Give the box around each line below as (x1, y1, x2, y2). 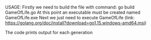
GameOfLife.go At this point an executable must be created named (5, 9, 141, 15)
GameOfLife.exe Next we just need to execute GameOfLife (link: (5, 15, 135, 20)
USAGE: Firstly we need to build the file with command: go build (5, 4, 135, 10)
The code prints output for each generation (5, 30, 93, 35)
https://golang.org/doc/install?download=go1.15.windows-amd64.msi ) (5, 20, 147, 26)
